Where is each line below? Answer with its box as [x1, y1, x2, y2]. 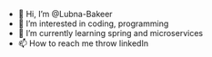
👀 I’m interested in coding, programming [17, 18, 169, 29]
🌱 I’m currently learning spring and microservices [17, 28, 203, 38]
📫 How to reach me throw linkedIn [17, 38, 148, 49]
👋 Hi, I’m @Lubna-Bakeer [17, 9, 113, 19]
